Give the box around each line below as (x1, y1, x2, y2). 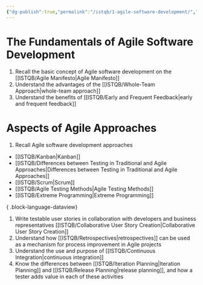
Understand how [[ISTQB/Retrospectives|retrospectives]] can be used (14, 234, 190, 241)
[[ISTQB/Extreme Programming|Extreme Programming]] (14, 191, 154, 198)
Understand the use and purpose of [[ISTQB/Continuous (14, 247, 156, 254)
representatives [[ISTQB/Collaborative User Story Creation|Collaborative (14, 221, 195, 229)
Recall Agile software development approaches (14, 141, 133, 148)
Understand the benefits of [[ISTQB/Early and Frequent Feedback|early (14, 93, 193, 100)
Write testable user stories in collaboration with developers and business (14, 215, 196, 222)
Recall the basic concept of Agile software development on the (14, 68, 172, 75)
